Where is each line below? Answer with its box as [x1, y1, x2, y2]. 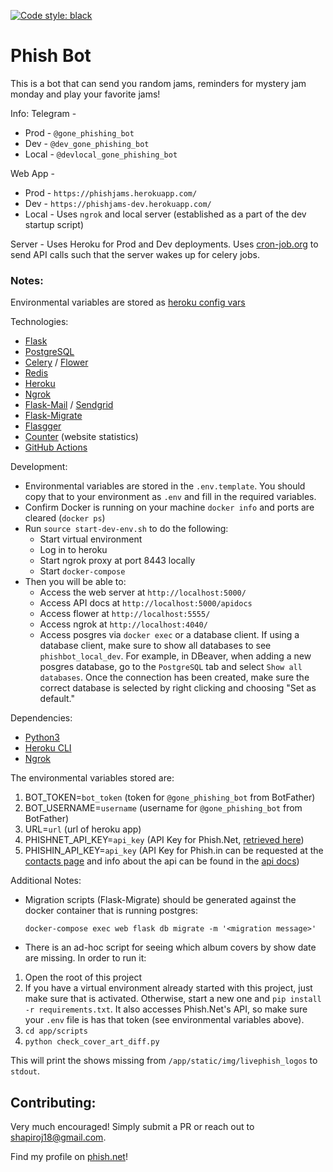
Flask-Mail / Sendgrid [24, 399, 114, 411]
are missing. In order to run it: [24, 952, 147, 964]
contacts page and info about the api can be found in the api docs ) [24, 855, 300, 867]
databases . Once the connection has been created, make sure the [39, 671, 310, 684]
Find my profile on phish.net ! [10, 1151, 128, 1163]
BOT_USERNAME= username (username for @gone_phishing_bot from [24, 802, 303, 814]
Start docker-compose [39, 565, 126, 577]
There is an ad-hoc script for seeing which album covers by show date [24, 941, 317, 954]
